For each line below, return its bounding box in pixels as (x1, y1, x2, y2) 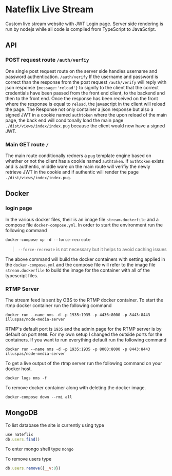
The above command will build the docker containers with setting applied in (5, 256, 165, 262)
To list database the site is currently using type (5, 422, 104, 428)
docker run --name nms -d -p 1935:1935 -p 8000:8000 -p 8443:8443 (5, 347, 150, 352)
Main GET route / (5, 141, 49, 148)
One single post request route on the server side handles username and (5, 68, 158, 74)
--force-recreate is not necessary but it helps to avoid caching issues (17, 246, 167, 252)
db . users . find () (5, 436, 40, 442)
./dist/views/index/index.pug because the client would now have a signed (5, 122, 165, 129)
